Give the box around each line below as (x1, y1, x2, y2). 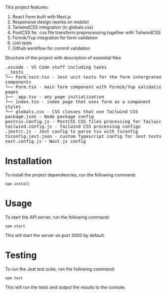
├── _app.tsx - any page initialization (5, 94, 105, 99)
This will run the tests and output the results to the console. (5, 284, 126, 290)
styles (5, 104, 21, 109)
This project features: (5, 4, 49, 10)
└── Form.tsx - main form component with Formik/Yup (5, 84, 136, 89)
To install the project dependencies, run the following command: (5, 171, 136, 177)
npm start (5, 223, 26, 229)
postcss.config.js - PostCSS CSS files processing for (5, 119, 141, 124)
